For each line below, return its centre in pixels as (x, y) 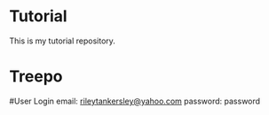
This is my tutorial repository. (62, 41)
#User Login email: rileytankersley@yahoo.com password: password (134, 101)
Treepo (36, 77)
